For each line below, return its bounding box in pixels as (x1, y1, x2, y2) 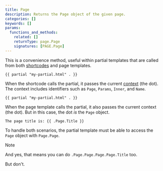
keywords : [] (5, 21, 32, 26)
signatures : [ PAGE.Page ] (14, 44, 65, 49)
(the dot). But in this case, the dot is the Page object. (5, 109, 110, 115)
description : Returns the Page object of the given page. (5, 12, 126, 17)
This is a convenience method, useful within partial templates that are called (5, 57, 159, 63)
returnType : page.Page (14, 39, 60, 44)
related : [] (14, 35, 38, 40)
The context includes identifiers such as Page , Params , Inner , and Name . (5, 85, 146, 91)
